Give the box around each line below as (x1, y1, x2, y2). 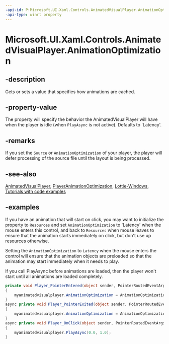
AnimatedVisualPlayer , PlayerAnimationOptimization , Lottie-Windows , (5, 183, 149, 189)
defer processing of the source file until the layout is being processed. (5, 155, 151, 161)
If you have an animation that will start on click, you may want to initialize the (5, 216, 164, 222)
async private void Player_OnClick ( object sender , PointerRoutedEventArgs (5, 320, 165, 325)
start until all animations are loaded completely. (5, 273, 103, 280)
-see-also (5, 170, 37, 178)
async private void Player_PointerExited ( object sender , (5, 302, 127, 307)
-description (5, 75, 45, 84)
